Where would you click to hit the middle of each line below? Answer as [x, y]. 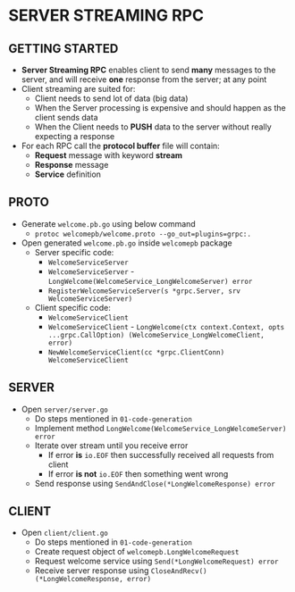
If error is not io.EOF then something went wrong [138, 473]
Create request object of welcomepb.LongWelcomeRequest [137, 552]
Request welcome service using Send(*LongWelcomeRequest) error [156, 561]
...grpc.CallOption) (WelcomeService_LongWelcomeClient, [156, 335]
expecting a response [75, 136]
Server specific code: [74, 252]
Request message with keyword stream [109, 155]
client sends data [66, 117]
